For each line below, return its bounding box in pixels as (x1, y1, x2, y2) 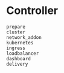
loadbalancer (6, 50, 39, 57)
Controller (6, 4, 59, 18)
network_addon (6, 34, 42, 40)
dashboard (6, 55, 31, 61)
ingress (6, 45, 26, 51)
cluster (6, 29, 26, 35)
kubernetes (6, 40, 34, 46)
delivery (6, 61, 28, 67)
